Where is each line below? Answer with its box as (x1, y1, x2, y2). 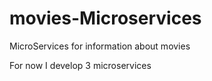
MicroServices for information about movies (9, 40, 191, 52)
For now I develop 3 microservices (9, 59, 152, 71)
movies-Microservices (9, 7, 202, 30)
